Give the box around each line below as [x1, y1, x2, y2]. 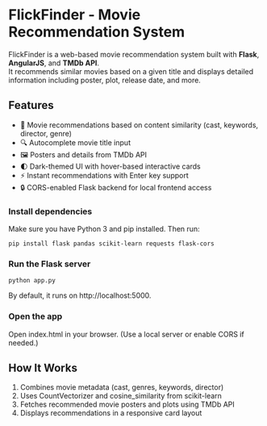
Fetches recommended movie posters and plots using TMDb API [19, 399, 236, 409]
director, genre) [19, 128, 73, 138]
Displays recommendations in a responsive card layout [19, 408, 202, 418]
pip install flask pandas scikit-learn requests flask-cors [8, 240, 215, 248]
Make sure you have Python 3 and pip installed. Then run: [8, 224, 200, 234]
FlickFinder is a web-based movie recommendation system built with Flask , [8, 49, 260, 59]
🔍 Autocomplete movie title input [19, 137, 131, 147]
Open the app [8, 311, 63, 322]
